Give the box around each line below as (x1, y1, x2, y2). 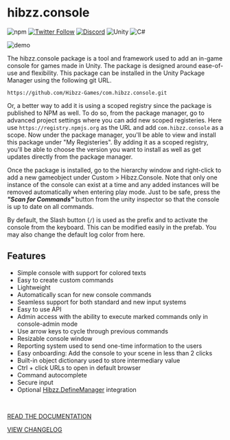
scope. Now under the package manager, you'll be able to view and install (7, 131, 216, 139)
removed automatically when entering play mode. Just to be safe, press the (7, 188, 221, 196)
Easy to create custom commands (16, 276, 114, 284)
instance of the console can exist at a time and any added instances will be (7, 180, 220, 188)
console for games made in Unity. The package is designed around (7, 61, 197, 69)
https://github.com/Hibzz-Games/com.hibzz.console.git (7, 89, 168, 96)
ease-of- (198, 61, 224, 69)
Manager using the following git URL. (7, 76, 112, 84)
